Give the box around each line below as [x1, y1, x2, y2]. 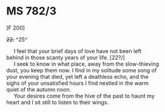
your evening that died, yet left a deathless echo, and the [6, 73, 149, 80]
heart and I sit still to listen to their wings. [6, 98, 109, 106]
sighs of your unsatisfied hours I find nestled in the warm [6, 79, 149, 87]
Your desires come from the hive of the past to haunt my [13, 92, 155, 99]
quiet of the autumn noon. [6, 86, 72, 93]
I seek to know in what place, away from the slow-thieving [13, 60, 160, 67]
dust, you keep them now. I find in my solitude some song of [6, 66, 157, 73]
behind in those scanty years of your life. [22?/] [6, 54, 126, 61]
